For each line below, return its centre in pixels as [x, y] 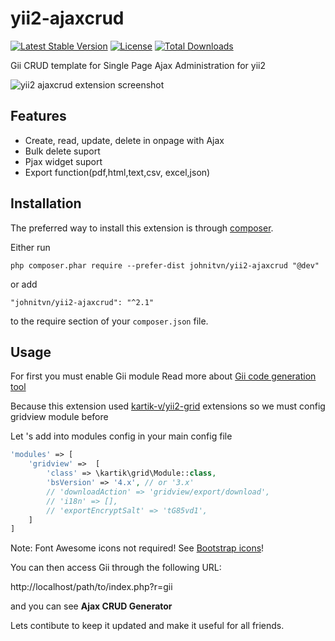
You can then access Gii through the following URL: [116, 568]
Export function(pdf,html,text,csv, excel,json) [117, 172]
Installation [46, 203]
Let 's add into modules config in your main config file [121, 436]
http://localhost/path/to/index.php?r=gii [91, 587]
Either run [30, 247]
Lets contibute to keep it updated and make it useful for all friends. [147, 626]
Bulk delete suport [62, 151]
